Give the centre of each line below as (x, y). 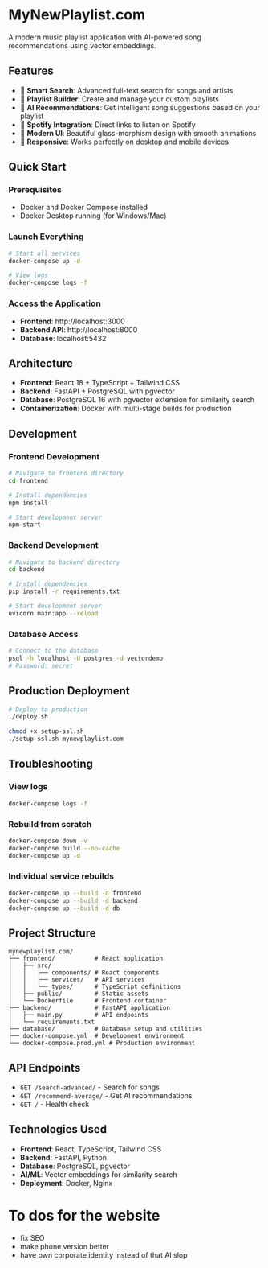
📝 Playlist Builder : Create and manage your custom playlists (119, 99)
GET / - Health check (55, 1105)
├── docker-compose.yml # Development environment (96, 1036)
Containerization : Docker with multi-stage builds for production (126, 409)
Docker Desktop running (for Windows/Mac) (93, 216)
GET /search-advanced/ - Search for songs (90, 1087)
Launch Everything (46, 237)
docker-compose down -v (48, 841)
